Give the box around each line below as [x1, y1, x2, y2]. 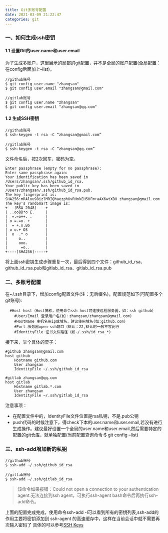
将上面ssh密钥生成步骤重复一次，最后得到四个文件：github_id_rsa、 [5, 258, 145, 264]
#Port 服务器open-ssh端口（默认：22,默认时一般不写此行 [14, 324, 119, 329]
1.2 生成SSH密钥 [5, 115, 39, 121]
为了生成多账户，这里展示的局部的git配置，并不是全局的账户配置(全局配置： [5, 60, 161, 66]
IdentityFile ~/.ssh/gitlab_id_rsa [14, 393, 88, 398]
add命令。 [17, 499, 39, 505]
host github [5, 353, 30, 358]
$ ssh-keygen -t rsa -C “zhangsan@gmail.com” [5, 132, 101, 137]
